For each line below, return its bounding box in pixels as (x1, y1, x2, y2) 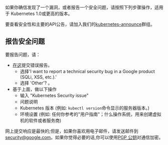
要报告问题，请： (5, 51, 41, 57)
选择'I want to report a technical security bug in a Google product (20, 68, 155, 74)
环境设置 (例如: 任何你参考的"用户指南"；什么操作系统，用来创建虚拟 (20, 111, 161, 117)
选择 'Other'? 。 (20, 79, 53, 86)
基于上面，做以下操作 (12, 86, 57, 92)
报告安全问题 (5, 37, 45, 46)
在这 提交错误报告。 (12, 62, 53, 68)
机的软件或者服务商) (20, 117, 62, 123)
